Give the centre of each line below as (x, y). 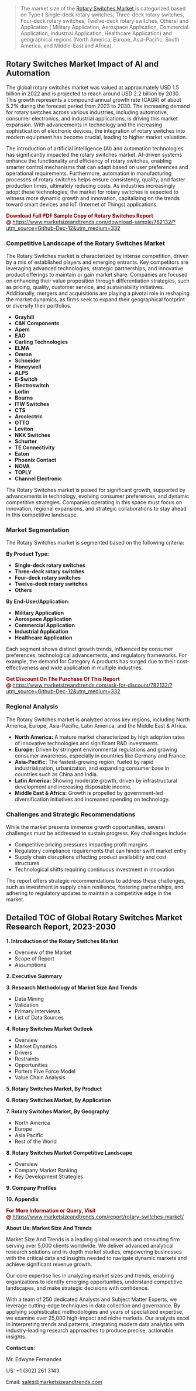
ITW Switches (32, 404)
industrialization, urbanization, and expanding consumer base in (92, 768)
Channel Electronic (38, 478)
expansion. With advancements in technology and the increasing (84, 125)
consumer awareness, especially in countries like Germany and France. (101, 755)
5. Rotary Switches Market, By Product (54, 1089)
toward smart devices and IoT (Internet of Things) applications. (82, 204)
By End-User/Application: (38, 601)
